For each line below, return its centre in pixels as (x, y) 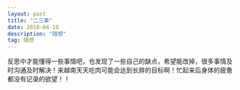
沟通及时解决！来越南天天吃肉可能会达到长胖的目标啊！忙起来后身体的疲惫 (123, 70)
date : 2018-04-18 (33, 27)
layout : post (27, 14)
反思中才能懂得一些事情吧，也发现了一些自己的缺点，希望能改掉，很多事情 (117, 62)
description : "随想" (37, 34)
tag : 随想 (21, 40)
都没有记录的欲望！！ (39, 79)
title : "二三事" (30, 21)
